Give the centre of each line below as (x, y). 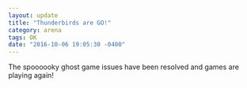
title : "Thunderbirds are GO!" (60, 23)
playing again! (31, 75)
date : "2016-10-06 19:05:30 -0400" (67, 45)
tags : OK (23, 37)
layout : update (33, 15)
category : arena (35, 30)
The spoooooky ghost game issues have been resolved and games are (124, 67)
